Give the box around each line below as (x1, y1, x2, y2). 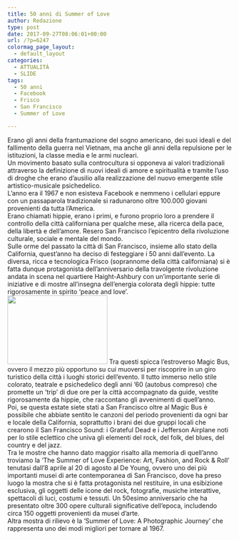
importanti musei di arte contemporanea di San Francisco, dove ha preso (7, 471, 222, 479)
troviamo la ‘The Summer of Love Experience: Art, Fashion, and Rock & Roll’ (7, 456, 230, 464)
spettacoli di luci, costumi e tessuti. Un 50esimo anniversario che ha (7, 494, 208, 502)
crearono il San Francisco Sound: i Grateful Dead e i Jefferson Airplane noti (7, 425, 228, 434)
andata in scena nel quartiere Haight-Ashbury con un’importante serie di (7, 272, 220, 280)
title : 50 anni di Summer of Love (7, 10, 111, 18)
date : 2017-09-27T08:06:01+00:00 (7, 30, 107, 38)
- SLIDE (14, 70, 37, 77)
